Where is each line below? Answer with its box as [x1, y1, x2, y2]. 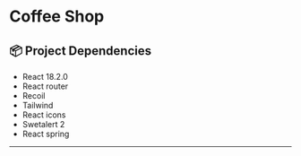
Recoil [21, 91, 46, 100]
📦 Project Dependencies [9, 43, 152, 58]
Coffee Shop [9, 6, 105, 27]
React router [21, 81, 69, 91]
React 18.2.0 [21, 72, 69, 82]
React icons [21, 109, 66, 120]
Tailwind [21, 100, 54, 110]
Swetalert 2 [21, 119, 65, 129]
